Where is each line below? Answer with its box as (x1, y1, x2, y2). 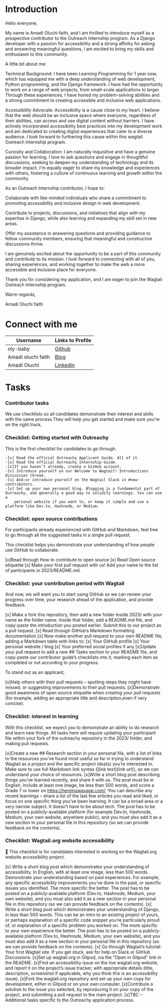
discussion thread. (5, 473, 46, 478)
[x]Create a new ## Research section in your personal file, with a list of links (5, 750, 162, 756)
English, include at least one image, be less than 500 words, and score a (5, 782, 154, 788)
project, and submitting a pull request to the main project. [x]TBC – (5, 991, 142, 997)
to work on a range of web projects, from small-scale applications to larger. (5, 86, 160, 92)
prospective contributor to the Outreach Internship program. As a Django (5, 35, 155, 41)
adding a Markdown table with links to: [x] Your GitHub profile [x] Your (5, 638, 150, 644)
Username (16, 337, 41, 344)
